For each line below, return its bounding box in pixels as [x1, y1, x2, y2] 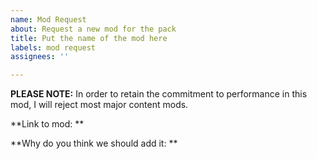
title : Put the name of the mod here [10, 33, 168, 43]
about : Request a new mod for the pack [10, 24, 177, 34]
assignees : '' [10, 52, 70, 62]
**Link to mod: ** [10, 118, 85, 130]
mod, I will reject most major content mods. [10, 99, 189, 111]
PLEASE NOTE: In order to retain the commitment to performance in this [10, 88, 308, 100]
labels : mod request [10, 42, 97, 53]
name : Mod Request [10, 14, 87, 25]
